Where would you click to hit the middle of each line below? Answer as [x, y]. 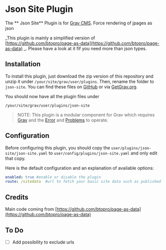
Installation [23, 64]
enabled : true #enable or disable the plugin [53, 177]
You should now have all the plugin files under [52, 96]
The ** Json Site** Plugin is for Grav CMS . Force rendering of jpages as [79, 23]
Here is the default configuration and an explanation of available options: [80, 168]
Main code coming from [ [31, 209]
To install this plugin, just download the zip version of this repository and [79, 76]
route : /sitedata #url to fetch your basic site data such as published [83, 182]
